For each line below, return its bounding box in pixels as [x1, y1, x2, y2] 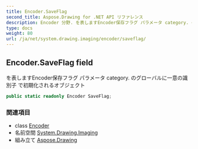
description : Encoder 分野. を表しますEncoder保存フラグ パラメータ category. [6, 19, 189, 25]
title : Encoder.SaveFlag [6, 8, 67, 15]
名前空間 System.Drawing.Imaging [14, 129, 98, 136]
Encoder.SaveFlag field [6, 58, 93, 68]
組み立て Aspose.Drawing [14, 136, 78, 143]
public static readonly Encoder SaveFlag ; [6, 93, 112, 99]
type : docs [6, 25, 33, 31]
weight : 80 [6, 31, 33, 37]
